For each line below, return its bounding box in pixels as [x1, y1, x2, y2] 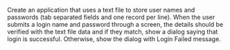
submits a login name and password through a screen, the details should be [7, 21, 224, 28]
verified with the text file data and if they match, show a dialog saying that [7, 27, 218, 36]
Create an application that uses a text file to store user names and [7, 6, 195, 14]
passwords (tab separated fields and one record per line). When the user [7, 13, 215, 21]
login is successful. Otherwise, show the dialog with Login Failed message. [7, 35, 222, 43]
